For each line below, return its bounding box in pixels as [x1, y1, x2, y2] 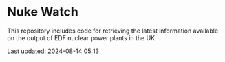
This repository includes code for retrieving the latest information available [7, 27, 219, 35]
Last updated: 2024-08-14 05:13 [7, 47, 100, 55]
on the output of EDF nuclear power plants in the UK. [7, 33, 157, 42]
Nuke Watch [7, 4, 79, 20]
